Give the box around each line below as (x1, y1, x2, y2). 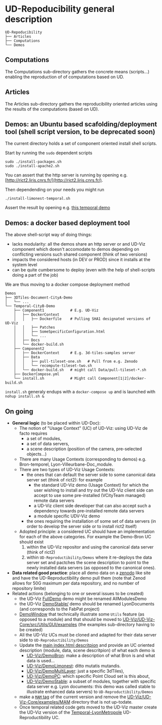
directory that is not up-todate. (71, 699, 133, 705)
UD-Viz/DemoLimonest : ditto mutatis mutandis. (26, 663, 121, 669)
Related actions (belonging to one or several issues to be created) (12, 591, 144, 596)
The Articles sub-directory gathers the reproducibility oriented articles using (5, 101, 158, 106)
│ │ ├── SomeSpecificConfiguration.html (14, 329, 105, 334)
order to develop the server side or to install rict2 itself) (26, 524, 137, 529)
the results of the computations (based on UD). (5, 106, 99, 112)
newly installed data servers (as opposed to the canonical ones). (26, 565, 156, 570)
